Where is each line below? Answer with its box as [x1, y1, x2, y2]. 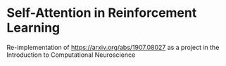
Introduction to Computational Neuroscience [6, 51, 136, 59]
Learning [6, 20, 61, 36]
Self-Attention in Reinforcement [6, 5, 197, 21]
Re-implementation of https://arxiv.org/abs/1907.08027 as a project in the [6, 43, 220, 51]
